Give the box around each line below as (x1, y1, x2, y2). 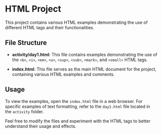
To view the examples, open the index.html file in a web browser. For (5, 98, 143, 104)
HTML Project (5, 3, 61, 15)
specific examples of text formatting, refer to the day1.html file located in (5, 103, 150, 109)
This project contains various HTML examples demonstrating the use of (5, 19, 148, 25)
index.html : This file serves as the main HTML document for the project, (12, 66, 157, 72)
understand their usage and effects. (5, 123, 76, 129)
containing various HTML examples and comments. (12, 71, 115, 77)
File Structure (5, 39, 47, 47)
